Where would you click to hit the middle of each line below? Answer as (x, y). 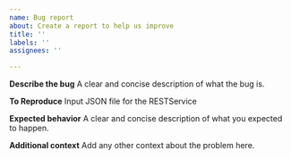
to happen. (29, 128)
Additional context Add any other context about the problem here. (132, 146)
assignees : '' (36, 51)
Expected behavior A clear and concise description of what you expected (146, 119)
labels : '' (30, 42)
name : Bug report (42, 17)
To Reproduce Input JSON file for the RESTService (103, 101)
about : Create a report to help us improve (92, 26)
